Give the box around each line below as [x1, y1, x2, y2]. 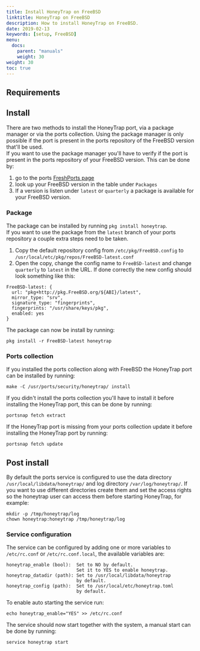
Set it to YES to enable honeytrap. [76, 567, 169, 574]
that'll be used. [6, 143, 43, 150]
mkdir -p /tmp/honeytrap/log [6, 511, 80, 517]
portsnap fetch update [6, 441, 63, 447]
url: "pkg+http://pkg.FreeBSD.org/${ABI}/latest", [11, 289, 142, 295]
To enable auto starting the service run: [6, 599, 104, 606]
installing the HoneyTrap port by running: [6, 429, 108, 437]
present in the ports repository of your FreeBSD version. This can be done [6, 156, 190, 163]
